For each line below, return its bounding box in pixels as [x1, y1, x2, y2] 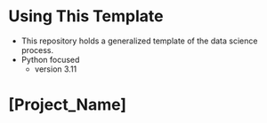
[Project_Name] [8, 95, 126, 115]
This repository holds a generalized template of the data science [20, 35, 258, 46]
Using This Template [8, 6, 164, 27]
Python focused [20, 54, 80, 65]
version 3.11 [34, 64, 77, 74]
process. [20, 44, 54, 55]
